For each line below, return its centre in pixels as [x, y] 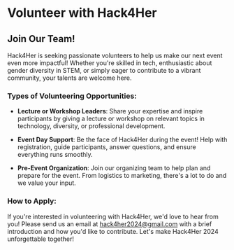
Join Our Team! [41, 39]
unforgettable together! [41, 239]
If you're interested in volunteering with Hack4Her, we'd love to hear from [113, 216]
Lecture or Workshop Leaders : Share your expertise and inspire [110, 111]
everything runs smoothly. [55, 155]
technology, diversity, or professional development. [91, 126]
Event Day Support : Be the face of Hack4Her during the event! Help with [122, 140]
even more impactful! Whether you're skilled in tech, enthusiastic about [110, 63]
